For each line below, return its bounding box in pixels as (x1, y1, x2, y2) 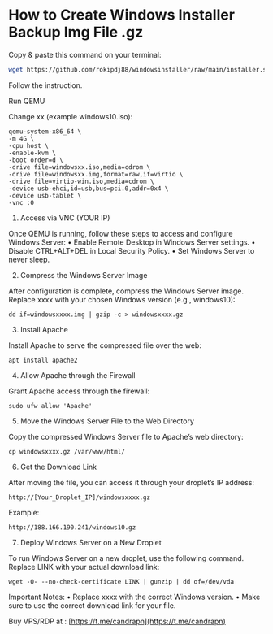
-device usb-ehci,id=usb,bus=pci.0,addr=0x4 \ (8, 185, 169, 193)
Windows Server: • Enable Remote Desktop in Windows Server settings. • (8, 237, 256, 247)
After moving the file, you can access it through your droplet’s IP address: (8, 477, 254, 487)
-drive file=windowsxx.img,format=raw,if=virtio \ (8, 170, 184, 178)
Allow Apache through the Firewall (19, 370, 136, 380)
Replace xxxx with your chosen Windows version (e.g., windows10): (8, 294, 236, 304)
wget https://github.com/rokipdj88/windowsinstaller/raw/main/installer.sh (8, 65, 271, 74)
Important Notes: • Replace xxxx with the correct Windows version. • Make (8, 592, 261, 601)
